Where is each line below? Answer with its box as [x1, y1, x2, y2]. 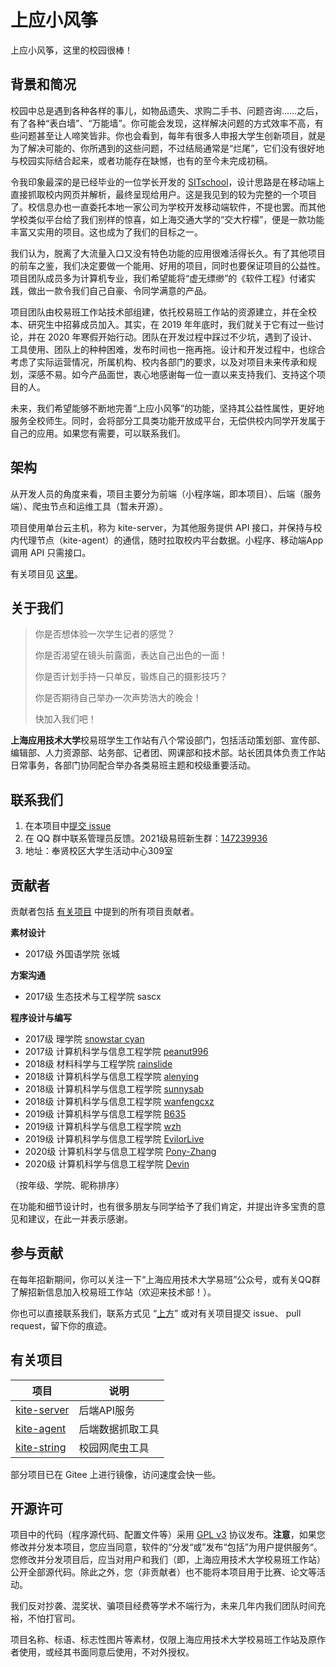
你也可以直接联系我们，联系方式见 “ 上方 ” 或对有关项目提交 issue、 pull [10, 1307, 302, 1319]
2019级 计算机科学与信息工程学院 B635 [24, 1108, 187, 1120]
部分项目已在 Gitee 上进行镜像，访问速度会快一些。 [10, 1468, 222, 1480]
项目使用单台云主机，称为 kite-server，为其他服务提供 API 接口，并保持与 [10, 521, 314, 533]
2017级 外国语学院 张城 [24, 948, 120, 960]
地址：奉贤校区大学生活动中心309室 [24, 845, 173, 857]
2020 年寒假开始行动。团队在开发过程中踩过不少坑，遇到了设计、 [47, 331, 318, 343]
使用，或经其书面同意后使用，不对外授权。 [18, 1646, 195, 1658]
